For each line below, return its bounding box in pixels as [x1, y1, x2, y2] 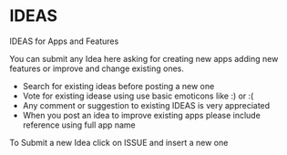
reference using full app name [22, 119, 137, 130]
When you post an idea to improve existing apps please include [22, 109, 261, 120]
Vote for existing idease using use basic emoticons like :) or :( [22, 90, 254, 101]
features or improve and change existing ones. [9, 63, 185, 74]
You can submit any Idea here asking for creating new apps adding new [9, 53, 279, 64]
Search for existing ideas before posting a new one [22, 80, 215, 91]
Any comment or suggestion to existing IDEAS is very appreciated [22, 99, 271, 110]
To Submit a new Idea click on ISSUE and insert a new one [9, 137, 229, 148]
